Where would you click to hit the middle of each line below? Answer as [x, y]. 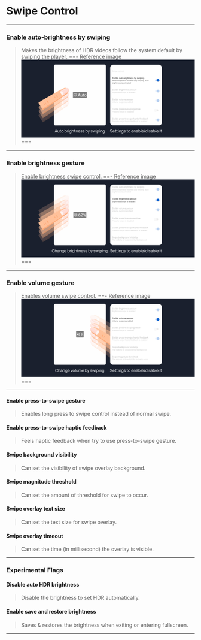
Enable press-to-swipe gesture [46, 400]
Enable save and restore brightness [51, 611]
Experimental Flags [35, 570]
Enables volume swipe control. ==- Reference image [86, 295]
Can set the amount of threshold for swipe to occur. [84, 495]
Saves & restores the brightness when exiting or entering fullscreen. [104, 625]
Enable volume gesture [40, 283]
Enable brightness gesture [45, 163]
